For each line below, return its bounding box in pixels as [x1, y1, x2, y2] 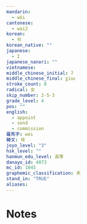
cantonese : [6, 20, 34, 26]
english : [6, 109, 28, 115]
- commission [11, 126, 44, 132]
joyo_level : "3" [6, 142, 47, 149]
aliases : [6, 181, 28, 187]
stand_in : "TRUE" [6, 176, 50, 182]
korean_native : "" [6, 43, 52, 49]
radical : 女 [6, 87, 35, 93]
